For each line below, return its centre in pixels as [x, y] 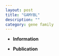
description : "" [23, 20]
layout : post [19, 10]
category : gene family [30, 24]
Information [26, 39]
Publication [25, 49]
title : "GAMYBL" [23, 15]
